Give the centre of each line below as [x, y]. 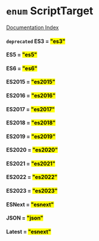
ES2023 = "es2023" [32, 191]
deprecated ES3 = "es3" [36, 41]
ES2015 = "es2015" [31, 82]
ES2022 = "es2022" [32, 177]
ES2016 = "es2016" [31, 95]
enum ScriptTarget [50, 11]
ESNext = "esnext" [30, 204]
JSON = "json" [25, 218]
